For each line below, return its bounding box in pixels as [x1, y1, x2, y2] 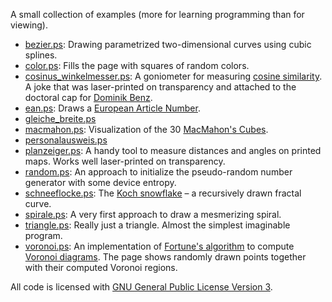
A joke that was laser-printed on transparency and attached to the [24, 81, 297, 93]
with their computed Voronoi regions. [24, 262, 178, 273]
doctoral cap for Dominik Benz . [24, 92, 153, 103]
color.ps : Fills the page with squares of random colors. [24, 60, 250, 71]
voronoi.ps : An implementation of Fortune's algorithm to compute [24, 240, 295, 252]
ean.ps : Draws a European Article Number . [24, 102, 201, 114]
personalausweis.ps [24, 134, 108, 146]
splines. [24, 49, 58, 61]
